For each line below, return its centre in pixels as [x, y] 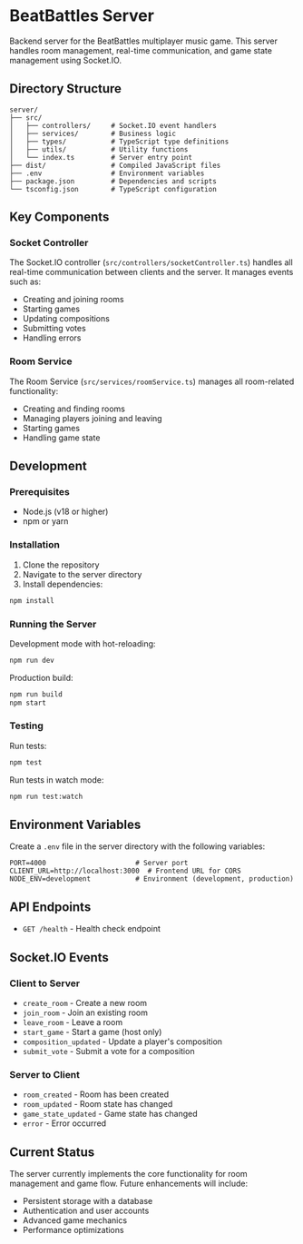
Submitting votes [54, 329]
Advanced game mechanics [75, 1220]
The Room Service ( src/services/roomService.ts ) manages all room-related [152, 381]
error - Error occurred [64, 1123]
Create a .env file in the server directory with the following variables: [137, 846]
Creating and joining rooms [73, 300]
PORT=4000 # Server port [99, 864]
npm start [28, 703]
